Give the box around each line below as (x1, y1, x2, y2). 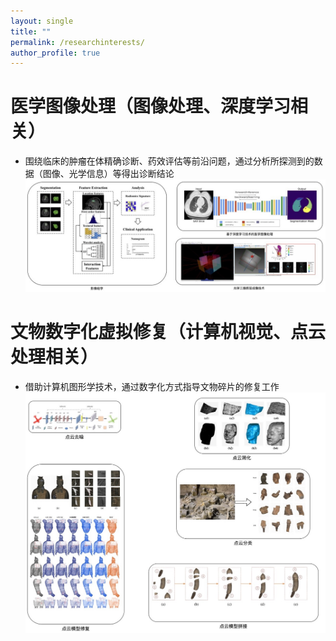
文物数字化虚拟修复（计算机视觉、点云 (10, 321, 327, 344)
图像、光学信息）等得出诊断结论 (42, 168, 175, 180)
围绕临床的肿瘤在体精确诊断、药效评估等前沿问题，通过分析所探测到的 (24, 155, 315, 167)
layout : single (10, 16, 74, 26)
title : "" (10, 26, 52, 37)
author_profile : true (10, 48, 101, 58)
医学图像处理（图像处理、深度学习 (10, 95, 292, 118)
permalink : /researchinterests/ (10, 37, 145, 47)
